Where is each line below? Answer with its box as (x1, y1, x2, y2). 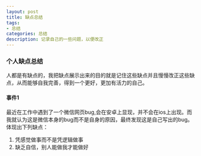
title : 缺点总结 (6, 14, 43, 20)
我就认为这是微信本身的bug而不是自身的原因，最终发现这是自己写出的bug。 (6, 116, 193, 123)
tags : (6, 20, 20, 26)
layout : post (6, 8, 39, 15)
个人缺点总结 (6, 57, 44, 65)
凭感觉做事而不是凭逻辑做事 (14, 136, 84, 143)
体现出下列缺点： (6, 123, 48, 130)
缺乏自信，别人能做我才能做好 (14, 143, 89, 151)
